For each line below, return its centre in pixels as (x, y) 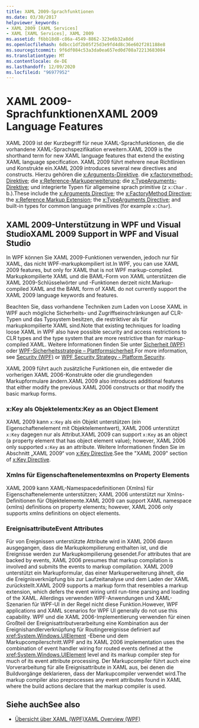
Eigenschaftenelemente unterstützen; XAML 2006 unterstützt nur (86, 494)
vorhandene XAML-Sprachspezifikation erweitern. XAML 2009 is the (89, 149)
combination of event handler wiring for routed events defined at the (89, 648)
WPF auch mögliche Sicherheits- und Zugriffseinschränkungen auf (88, 313)
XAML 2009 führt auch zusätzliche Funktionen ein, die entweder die (89, 368)
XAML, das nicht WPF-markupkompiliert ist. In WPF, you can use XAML (93, 264)
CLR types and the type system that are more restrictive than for (85, 338)
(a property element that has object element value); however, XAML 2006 (96, 441)
